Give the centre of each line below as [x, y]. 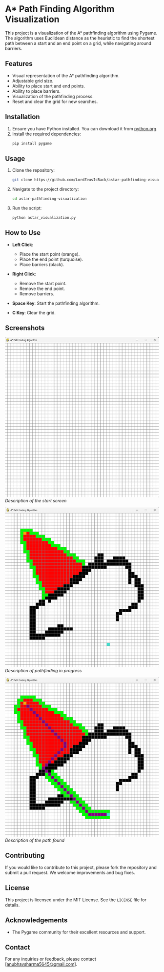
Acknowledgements [36, 920]
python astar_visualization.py [44, 218]
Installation [22, 117]
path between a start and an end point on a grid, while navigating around [78, 43]
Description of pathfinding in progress [43, 671]
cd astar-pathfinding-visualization [49, 199]
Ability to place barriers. [36, 91]
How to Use [23, 233]
